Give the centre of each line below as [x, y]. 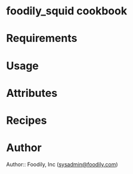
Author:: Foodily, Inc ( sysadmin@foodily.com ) [62, 164]
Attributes [32, 93]
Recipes [27, 120]
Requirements [42, 39]
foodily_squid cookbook [66, 11]
